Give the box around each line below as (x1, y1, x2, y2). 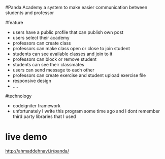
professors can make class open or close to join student (12, 46, 130, 51)
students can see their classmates (12, 62, 85, 67)
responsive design (12, 78, 52, 84)
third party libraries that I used (12, 113, 76, 120)
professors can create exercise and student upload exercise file (12, 72, 146, 78)
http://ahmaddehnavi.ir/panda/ (5, 148, 70, 154)
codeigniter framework (12, 103, 61, 108)
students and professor (5, 10, 54, 16)
